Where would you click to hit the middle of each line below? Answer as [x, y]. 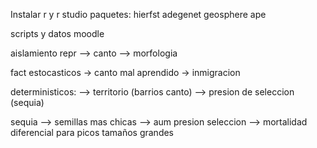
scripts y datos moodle [57, 33]
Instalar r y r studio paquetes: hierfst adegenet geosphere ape [138, 14]
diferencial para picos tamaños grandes [92, 132]
